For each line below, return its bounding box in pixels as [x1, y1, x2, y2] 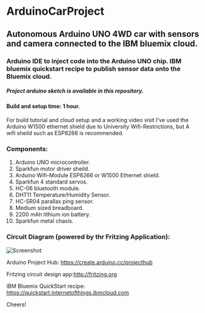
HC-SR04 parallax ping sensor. [15, 198, 94, 205]
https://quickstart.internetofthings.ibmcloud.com [6, 288, 130, 296]
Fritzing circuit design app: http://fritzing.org [6, 270, 117, 277]
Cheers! [6, 301, 26, 308]
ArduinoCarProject [6, 4, 104, 18]
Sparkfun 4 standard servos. [15, 178, 88, 185]
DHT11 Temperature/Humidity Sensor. [15, 191, 110, 199]
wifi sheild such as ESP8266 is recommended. [6, 129, 124, 137]
